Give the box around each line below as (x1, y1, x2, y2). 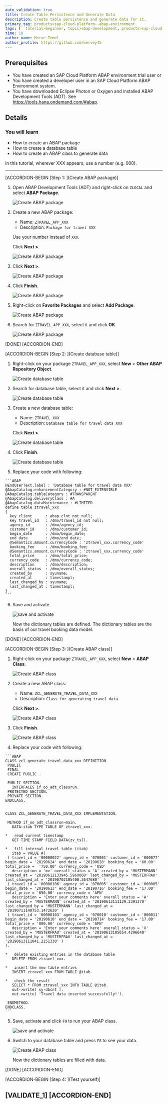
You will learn (5, 128, 39, 135)
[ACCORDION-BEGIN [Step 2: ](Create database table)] (5, 351, 119, 357)
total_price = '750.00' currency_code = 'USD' (5, 864, 106, 869)
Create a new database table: (12, 405, 73, 411)
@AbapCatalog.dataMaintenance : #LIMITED (5, 501, 93, 506)
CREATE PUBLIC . (7, 772, 41, 777)
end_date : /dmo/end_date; (9, 536, 81, 541)
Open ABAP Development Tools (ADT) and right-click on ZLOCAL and (12, 185, 152, 191)
